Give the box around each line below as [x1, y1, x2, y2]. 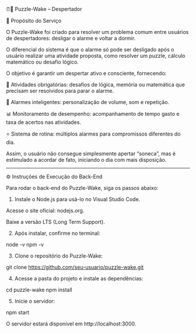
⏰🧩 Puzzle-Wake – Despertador [6, 6, 82, 12]
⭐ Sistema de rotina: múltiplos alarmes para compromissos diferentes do [6, 130, 181, 137]
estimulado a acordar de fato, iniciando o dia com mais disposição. [6, 157, 167, 163]
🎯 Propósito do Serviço [6, 18, 62, 24]
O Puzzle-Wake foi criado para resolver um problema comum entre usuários [6, 29, 189, 35]
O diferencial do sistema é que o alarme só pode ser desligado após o [6, 46, 174, 53]
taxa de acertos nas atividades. [6, 119, 82, 126]
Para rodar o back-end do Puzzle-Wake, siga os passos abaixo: [6, 185, 159, 191]
